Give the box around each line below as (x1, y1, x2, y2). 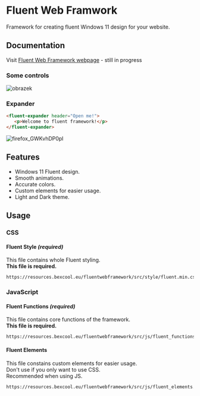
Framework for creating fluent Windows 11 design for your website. (6, 23, 170, 30)
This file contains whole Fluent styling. (6, 257, 101, 264)
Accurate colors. (14, 180, 56, 188)
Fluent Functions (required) (6, 303, 76, 310)
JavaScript (6, 288, 39, 297)
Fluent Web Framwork (6, 4, 118, 17)
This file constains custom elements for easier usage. (6, 360, 137, 367)
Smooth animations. (14, 174, 64, 182)
